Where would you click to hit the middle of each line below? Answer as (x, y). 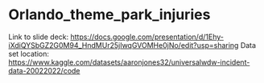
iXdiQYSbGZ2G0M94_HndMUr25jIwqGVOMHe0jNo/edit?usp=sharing (124, 45)
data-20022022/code (44, 70)
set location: (29, 53)
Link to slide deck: (39, 37)
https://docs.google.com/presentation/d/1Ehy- (147, 37)
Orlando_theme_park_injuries (109, 15)
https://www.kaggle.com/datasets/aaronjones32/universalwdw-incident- (129, 62)
